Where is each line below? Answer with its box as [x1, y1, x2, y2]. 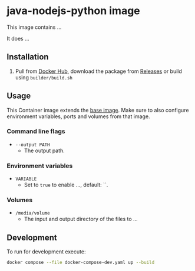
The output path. [24, 147, 65, 154]
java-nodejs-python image [6, 4, 140, 18]
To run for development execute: [6, 248, 86, 255]
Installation [6, 52, 49, 62]
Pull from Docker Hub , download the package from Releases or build [15, 68, 182, 75]
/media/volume [15, 210, 50, 216]
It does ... [6, 35, 30, 42]
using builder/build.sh [15, 73, 73, 81]
